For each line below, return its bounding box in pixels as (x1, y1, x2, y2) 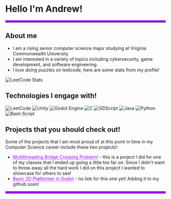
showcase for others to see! (12, 170, 72, 177)
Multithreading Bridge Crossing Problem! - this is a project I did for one (12, 154, 161, 160)
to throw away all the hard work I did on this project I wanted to (12, 165, 145, 171)
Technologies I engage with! (5, 91, 97, 100)
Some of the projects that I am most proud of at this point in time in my (5, 139, 153, 145)
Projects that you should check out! (5, 125, 121, 134)
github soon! (12, 181, 39, 187)
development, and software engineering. (12, 61, 98, 67)
